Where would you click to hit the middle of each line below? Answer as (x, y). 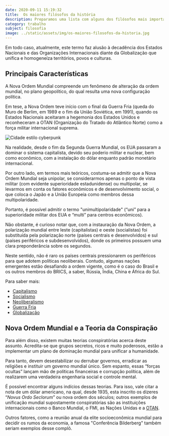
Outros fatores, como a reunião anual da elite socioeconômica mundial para (84, 417)
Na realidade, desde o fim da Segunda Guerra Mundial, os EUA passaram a (83, 147)
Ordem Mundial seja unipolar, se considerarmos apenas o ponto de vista (80, 178)
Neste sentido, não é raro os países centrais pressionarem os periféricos (80, 255)
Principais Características (47, 74)
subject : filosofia (26, 29)
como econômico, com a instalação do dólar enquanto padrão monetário (81, 158)
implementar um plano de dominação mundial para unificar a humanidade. (82, 351)
